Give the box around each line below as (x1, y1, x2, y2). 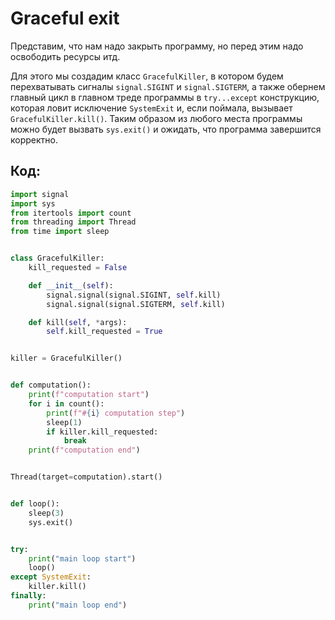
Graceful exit (10, 7, 120, 30)
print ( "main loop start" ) (28, 553, 137, 564)
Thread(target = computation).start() (10, 472, 163, 482)
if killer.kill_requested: (46, 427, 159, 437)
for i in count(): (28, 398, 105, 409)
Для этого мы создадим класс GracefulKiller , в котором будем (10, 70, 284, 82)
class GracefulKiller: (10, 253, 105, 264)
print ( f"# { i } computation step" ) (46, 408, 186, 418)
